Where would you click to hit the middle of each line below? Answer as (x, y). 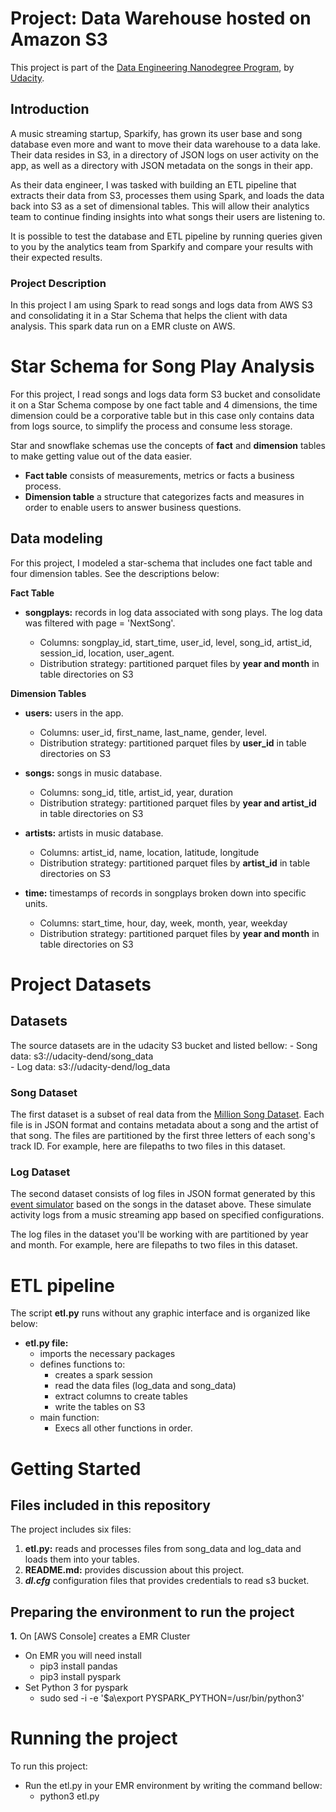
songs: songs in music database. (93, 773)
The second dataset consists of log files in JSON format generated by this (163, 1194)
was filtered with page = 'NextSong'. (100, 623)
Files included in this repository (110, 1505)
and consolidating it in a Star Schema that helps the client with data (149, 316)
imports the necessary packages (107, 1354)
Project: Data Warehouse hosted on (161, 18)
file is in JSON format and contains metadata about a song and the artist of (164, 1125)
